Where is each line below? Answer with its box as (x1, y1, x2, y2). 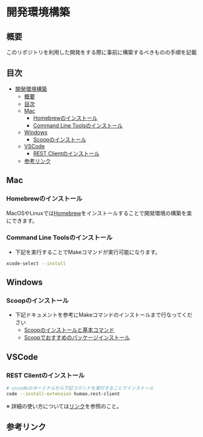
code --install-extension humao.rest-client (6, 390, 120, 397)
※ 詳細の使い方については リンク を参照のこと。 (6, 403, 123, 410)
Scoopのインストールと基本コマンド (24, 326, 115, 334)
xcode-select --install (6, 261, 66, 267)
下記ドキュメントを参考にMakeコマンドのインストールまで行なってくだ (14, 311, 193, 319)
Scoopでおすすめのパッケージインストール (24, 334, 130, 342)
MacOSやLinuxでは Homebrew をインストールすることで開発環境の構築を (6, 209, 187, 216)
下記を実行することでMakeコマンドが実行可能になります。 (14, 248, 161, 256)
